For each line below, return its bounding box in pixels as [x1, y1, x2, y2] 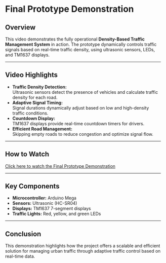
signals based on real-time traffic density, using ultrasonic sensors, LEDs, [5, 47, 155, 52]
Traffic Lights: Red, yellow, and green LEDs [12, 211, 101, 217]
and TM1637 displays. [5, 52, 50, 58]
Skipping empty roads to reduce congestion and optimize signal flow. [12, 131, 154, 137]
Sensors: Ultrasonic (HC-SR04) [12, 200, 78, 206]
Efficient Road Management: [12, 126, 73, 132]
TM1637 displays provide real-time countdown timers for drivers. [12, 120, 145, 126]
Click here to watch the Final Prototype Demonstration [5, 163, 116, 169]
